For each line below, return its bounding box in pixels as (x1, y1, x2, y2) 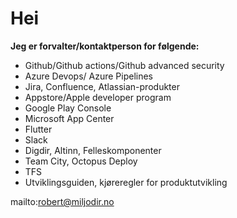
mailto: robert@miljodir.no (10, 195, 115, 207)
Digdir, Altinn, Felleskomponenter (24, 144, 162, 156)
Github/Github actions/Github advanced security (24, 59, 225, 71)
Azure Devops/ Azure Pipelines (24, 70, 154, 82)
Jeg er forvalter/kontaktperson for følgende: (10, 40, 200, 52)
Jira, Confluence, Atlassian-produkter (24, 80, 180, 92)
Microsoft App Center (24, 112, 115, 124)
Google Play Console (24, 102, 112, 114)
